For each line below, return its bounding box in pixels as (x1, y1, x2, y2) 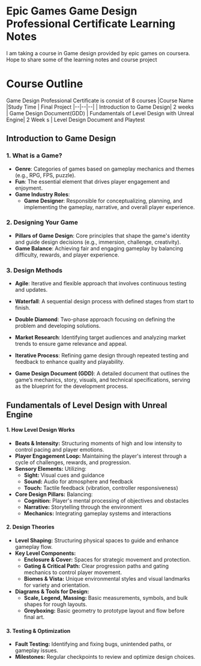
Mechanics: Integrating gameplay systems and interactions (23, 509, 172, 517)
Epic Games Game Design (6, 4, 137, 18)
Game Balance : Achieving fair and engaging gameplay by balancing (14, 244, 184, 252)
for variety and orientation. (23, 581, 90, 589)
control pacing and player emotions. (14, 446, 104, 453)
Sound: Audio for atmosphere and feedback (23, 477, 134, 485)
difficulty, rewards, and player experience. (14, 251, 120, 258)
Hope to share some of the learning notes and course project (6, 56, 157, 63)
